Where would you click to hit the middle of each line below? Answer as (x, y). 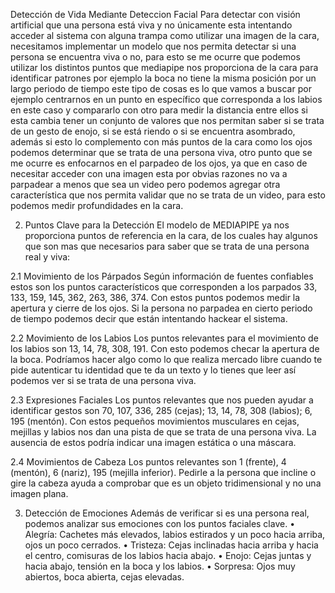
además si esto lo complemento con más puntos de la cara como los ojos (161, 142)
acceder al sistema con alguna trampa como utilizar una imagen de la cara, (165, 35)
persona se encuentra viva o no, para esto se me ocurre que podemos (155, 57)
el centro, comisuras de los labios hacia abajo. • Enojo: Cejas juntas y (168, 555)
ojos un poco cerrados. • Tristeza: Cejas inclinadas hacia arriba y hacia (171, 545)
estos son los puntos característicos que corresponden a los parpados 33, (164, 287)
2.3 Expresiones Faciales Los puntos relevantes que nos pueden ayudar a (162, 400)
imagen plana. (39, 493)
